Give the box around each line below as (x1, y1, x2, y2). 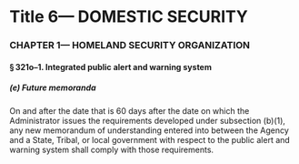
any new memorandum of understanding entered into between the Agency (9, 125, 289, 136)
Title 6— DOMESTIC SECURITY (9, 6, 248, 27)
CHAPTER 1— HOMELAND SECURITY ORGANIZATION (9, 39, 251, 52)
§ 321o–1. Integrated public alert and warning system (9, 61, 212, 72)
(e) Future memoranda (9, 82, 97, 93)
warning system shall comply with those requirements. (9, 144, 214, 155)
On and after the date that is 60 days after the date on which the (9, 105, 250, 116)
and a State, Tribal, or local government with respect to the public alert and (9, 134, 291, 145)
